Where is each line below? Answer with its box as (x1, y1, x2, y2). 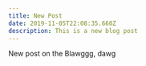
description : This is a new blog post (8, 27, 138, 35)
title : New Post (8, 11, 63, 20)
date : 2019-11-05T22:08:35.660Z (8, 19, 116, 27)
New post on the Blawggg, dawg (8, 49, 116, 59)
